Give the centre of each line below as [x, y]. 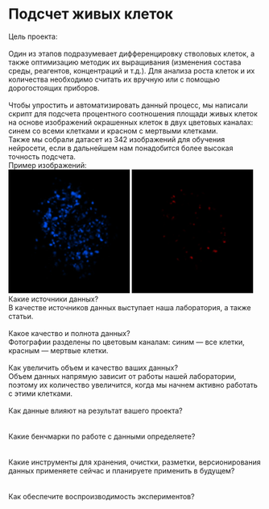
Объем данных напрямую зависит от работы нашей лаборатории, [122, 376]
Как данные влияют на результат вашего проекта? [95, 410]
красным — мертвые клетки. [58, 350]
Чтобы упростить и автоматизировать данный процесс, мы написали [128, 105]
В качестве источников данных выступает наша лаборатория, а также [130, 307]
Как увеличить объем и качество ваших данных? [93, 368]
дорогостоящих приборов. [54, 88]
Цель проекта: [33, 36]
